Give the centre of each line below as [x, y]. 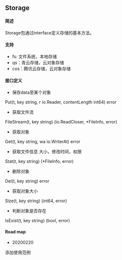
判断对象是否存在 [29, 211]
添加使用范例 [18, 253]
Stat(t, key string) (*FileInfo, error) [39, 161]
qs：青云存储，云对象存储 [38, 62]
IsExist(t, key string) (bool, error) [38, 220]
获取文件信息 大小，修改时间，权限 [47, 152]
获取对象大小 [25, 191]
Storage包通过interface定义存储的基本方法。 [50, 33]
